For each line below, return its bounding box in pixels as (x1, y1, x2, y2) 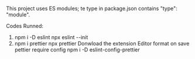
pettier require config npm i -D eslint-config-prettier (14, 46, 141, 53)
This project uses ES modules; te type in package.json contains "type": (6, 5, 177, 12)
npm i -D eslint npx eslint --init (14, 34, 88, 40)
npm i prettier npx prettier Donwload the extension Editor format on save (14, 40, 190, 47)
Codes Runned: (6, 23, 44, 29)
